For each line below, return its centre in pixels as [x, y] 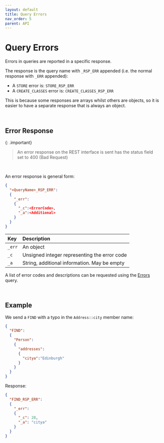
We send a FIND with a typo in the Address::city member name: [69, 317]
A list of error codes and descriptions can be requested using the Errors [78, 275]
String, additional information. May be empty [73, 263]
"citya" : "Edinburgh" [44, 358]
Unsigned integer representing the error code [75, 255]
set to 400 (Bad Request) [42, 157]
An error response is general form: [40, 176]
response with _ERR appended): [37, 76]
